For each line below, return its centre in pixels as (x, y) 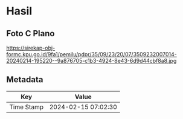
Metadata (25, 80)
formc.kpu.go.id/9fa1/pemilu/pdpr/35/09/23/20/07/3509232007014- (91, 54)
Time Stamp (27, 107)
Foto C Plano (30, 34)
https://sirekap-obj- (31, 48)
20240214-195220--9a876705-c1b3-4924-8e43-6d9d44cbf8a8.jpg (91, 61)
